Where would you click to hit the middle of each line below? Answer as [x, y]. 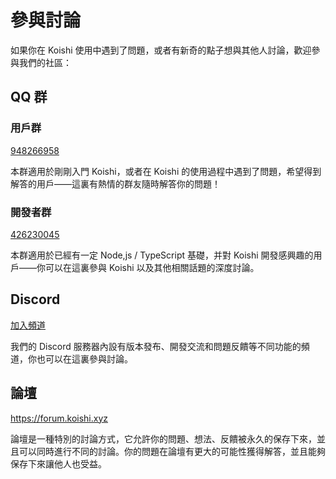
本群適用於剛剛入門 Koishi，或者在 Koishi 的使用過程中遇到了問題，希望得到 [166, 171]
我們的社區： [45, 62]
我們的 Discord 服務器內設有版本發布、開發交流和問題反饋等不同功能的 [156, 346]
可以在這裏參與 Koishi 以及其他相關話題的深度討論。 [152, 267]
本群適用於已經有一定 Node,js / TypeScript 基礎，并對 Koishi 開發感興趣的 [162, 255]
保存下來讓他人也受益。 [58, 463]
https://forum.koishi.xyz [59, 418]
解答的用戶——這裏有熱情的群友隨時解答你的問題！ [115, 183]
